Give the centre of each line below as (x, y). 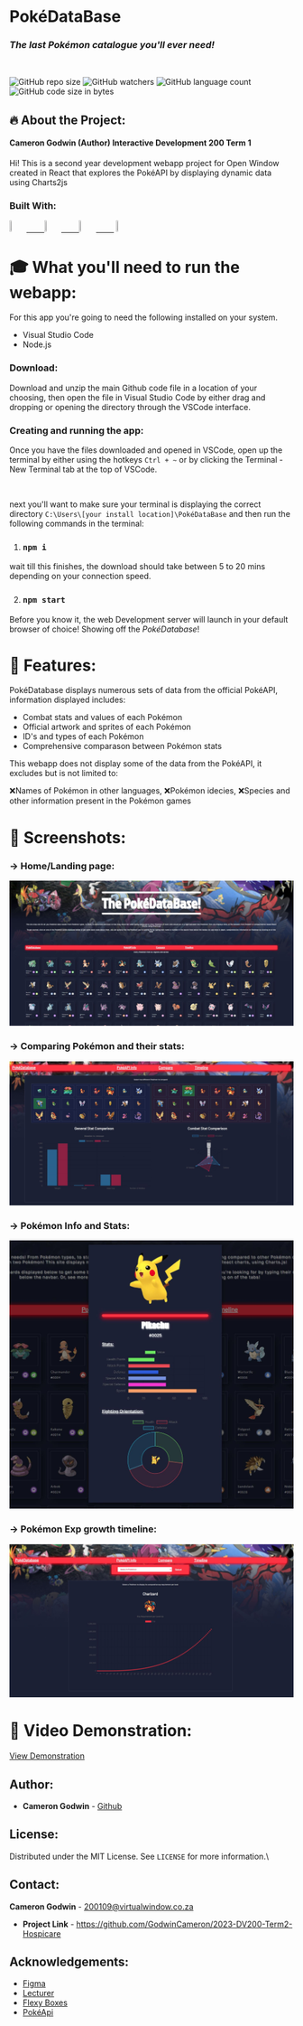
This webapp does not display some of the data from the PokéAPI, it (136, 764)
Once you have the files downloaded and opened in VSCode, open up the (146, 450)
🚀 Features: (53, 665)
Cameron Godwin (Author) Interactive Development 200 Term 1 (130, 143)
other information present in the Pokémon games (101, 801)
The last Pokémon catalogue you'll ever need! (112, 45)
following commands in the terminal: (77, 523)
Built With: (33, 206)
